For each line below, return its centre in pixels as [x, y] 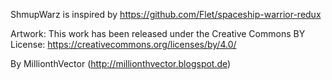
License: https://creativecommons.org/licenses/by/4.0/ [123, 44]
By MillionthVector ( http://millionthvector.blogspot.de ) [121, 63]
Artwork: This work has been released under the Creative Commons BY [158, 33]
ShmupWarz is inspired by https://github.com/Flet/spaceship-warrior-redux [166, 14]
